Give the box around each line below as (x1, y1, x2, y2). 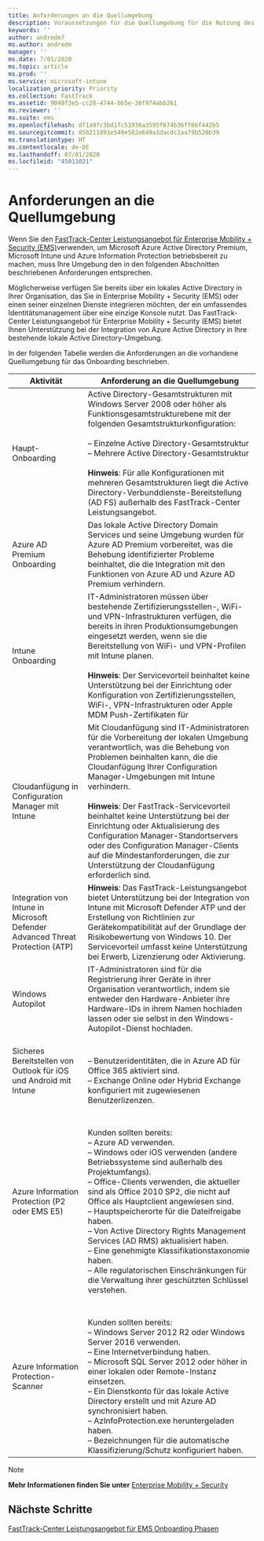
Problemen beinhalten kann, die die (87, 752, 218, 763)
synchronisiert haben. (87, 1406, 168, 1417)
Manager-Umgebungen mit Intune (87, 772, 215, 783)
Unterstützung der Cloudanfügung (87, 860, 215, 871)
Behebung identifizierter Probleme (87, 549, 214, 560)
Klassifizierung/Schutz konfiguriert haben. (87, 1445, 244, 1456)
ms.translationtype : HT (8, 135, 86, 144)
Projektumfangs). (87, 1167, 152, 1178)
